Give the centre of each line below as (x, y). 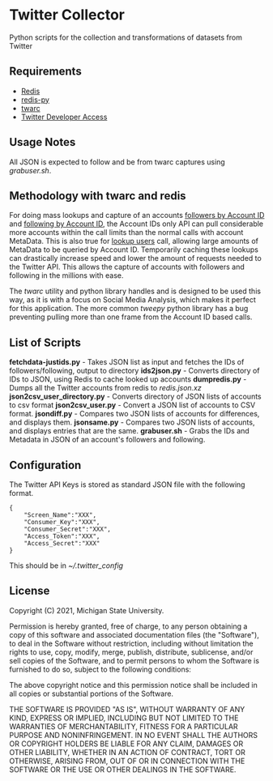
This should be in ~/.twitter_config (66, 565)
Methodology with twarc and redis (98, 196)
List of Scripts (45, 342)
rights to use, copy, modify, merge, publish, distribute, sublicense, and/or (131, 652)
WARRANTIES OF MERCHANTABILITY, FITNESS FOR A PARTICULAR (124, 726)
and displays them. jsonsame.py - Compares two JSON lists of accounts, (132, 422)
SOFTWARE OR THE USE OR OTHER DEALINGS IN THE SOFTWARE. (123, 769)
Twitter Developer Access (64, 117)
